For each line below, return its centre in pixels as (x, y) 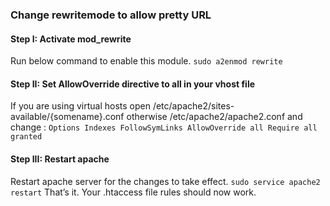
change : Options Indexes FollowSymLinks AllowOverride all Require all (164, 127)
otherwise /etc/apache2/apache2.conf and (214, 117)
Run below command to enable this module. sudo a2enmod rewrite (146, 61)
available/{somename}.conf (67, 117)
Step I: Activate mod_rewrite (71, 39)
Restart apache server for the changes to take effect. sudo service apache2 (165, 181)
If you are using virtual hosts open (80, 106)
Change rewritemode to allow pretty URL (111, 15)
